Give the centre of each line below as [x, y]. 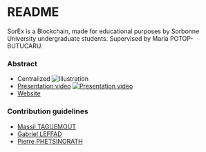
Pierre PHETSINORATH [50, 141]
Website [29, 93]
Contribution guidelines [48, 111]
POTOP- [181, 38]
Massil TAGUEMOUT [46, 126]
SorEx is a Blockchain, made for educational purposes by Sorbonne [103, 31]
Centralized [34, 79]
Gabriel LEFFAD [39, 134]
